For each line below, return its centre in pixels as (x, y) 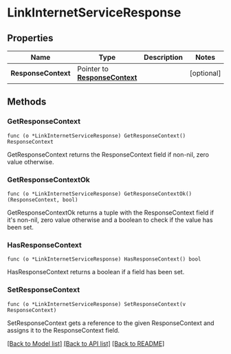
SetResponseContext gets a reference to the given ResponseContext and (111, 323)
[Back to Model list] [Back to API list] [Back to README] (86, 343)
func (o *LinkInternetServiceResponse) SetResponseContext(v (97, 304)
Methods (27, 102)
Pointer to (93, 69)
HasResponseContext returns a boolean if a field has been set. (96, 272)
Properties (30, 38)
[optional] (205, 73)
